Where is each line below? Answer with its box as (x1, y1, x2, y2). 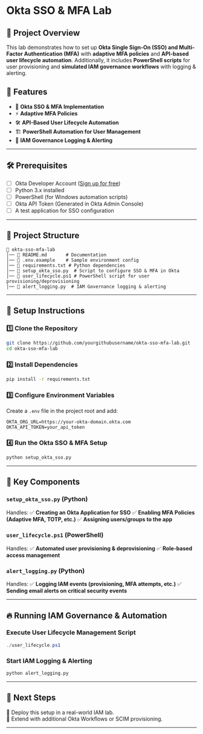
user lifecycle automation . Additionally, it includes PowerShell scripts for (6, 57, 190, 63)
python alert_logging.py (6, 670, 69, 676)
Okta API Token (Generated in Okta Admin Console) (14, 200, 144, 207)
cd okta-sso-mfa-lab (6, 346, 59, 352)
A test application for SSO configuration (14, 207, 115, 214)
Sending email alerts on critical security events (6, 587, 127, 594)
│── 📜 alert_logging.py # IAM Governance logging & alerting (6, 284, 166, 290)
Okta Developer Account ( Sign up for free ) (14, 180, 121, 187)
